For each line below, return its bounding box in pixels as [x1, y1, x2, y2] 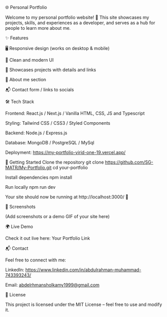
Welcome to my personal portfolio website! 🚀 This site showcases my [5, 15, 149, 20]
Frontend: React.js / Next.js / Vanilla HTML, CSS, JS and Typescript [5, 111, 145, 116]
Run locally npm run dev [5, 184, 56, 190]
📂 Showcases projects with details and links [5, 67, 96, 73]
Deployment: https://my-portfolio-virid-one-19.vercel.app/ [5, 149, 126, 155]
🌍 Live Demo [5, 224, 33, 229]
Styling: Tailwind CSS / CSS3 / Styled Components [5, 120, 110, 126]
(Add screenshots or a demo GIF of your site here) [5, 214, 110, 219]
